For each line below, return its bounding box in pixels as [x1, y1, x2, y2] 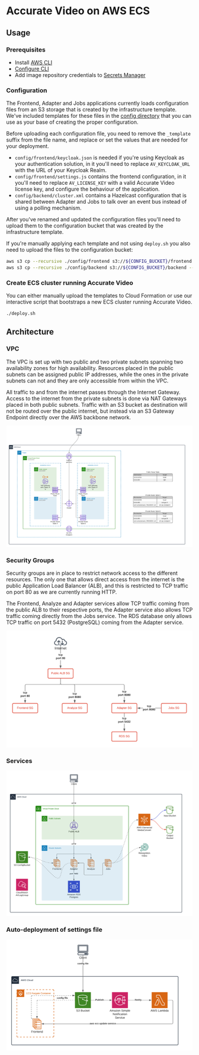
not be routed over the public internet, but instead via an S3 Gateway [6, 407, 175, 414]
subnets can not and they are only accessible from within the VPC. [6, 377, 169, 384]
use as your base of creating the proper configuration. [6, 118, 139, 126]
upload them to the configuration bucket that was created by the [6, 222, 164, 229]
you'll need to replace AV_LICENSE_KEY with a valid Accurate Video [14, 179, 175, 186]
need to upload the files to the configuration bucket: [6, 246, 133, 253]
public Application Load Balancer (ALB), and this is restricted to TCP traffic [6, 582, 188, 590]
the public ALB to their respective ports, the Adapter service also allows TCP [6, 606, 193, 613]
